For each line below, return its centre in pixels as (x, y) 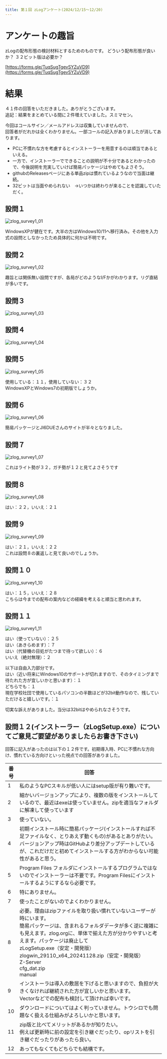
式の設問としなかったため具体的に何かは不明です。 (57, 238)
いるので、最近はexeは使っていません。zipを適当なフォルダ (89, 803)
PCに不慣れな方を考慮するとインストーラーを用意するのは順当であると (85, 148)
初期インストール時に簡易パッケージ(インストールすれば (85, 829)
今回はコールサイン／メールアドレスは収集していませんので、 (68, 125)
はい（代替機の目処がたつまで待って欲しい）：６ (54, 651)
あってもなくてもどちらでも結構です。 (63, 1049)
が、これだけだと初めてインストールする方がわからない (84, 851)
